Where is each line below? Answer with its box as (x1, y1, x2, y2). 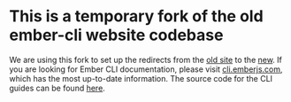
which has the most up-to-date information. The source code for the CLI (9, 73, 272, 83)
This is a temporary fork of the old (9, 6, 264, 27)
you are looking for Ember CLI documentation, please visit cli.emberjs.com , (9, 64, 283, 75)
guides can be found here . (9, 82, 106, 93)
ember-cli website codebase (9, 25, 224, 45)
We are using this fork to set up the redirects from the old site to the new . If (9, 54, 283, 65)
